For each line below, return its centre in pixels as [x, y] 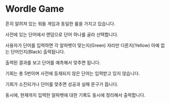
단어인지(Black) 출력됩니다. [38, 51]
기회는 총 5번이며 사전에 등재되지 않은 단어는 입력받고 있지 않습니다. [73, 73]
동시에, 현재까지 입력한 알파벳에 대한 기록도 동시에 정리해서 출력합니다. [75, 95]
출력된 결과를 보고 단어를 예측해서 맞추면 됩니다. [53, 62]
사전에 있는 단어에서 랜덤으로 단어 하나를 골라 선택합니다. [62, 34]
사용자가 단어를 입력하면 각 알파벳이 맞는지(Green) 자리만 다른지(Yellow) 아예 [82, 45]
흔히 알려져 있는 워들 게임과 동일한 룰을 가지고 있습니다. [60, 23]
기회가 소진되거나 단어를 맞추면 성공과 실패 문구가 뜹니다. [62, 84]
